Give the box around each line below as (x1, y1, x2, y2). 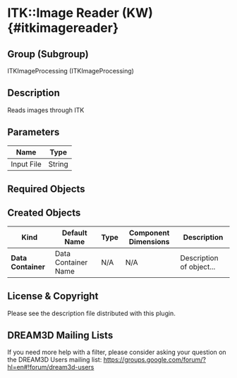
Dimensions (128, 236, 170, 246)
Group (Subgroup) (7, 48, 90, 60)
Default (61, 228, 87, 238)
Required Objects (7, 183, 86, 195)
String (48, 159, 68, 169)
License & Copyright (7, 291, 99, 303)
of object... (179, 262, 216, 272)
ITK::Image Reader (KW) (7, 5, 153, 21)
